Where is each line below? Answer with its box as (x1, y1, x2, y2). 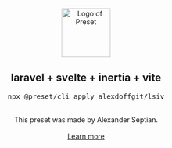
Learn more (67, 132, 105, 141)
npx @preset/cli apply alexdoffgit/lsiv (7, 92, 165, 101)
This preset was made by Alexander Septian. (14, 114, 158, 125)
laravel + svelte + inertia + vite (10, 71, 162, 85)
